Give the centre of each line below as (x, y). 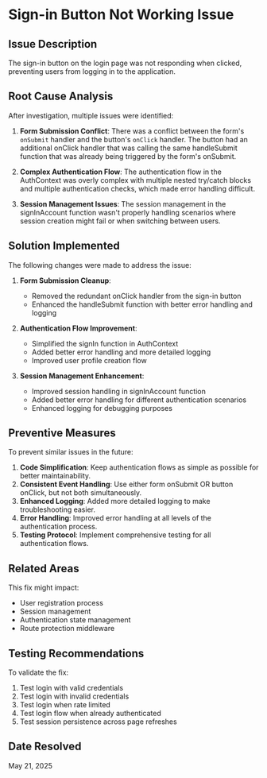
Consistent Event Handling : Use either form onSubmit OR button (126, 484)
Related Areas (44, 569)
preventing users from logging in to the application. (92, 72)
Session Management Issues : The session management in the (123, 203)
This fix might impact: (44, 588)
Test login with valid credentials (72, 688)
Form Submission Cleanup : (65, 281)
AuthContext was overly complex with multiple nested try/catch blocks (135, 180)
